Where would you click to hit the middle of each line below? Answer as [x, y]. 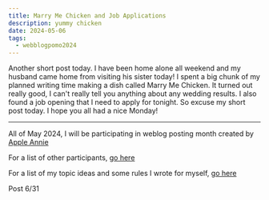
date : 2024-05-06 [37, 30]
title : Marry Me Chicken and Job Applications [87, 16]
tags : [17, 38]
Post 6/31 [24, 189]
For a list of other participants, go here [72, 158]
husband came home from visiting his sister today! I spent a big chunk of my [134, 77]
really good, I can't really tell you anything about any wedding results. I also [132, 94]
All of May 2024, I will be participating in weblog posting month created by [131, 134]
